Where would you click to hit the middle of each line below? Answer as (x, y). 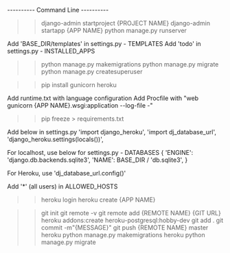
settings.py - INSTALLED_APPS (51, 51)
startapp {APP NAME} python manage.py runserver (114, 31)
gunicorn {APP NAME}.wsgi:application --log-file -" (80, 105)
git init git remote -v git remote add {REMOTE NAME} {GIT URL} (131, 213)
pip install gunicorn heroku (79, 85)
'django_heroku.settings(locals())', (56, 139)
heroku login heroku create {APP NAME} (98, 200)
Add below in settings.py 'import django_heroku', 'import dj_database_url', (112, 132)
